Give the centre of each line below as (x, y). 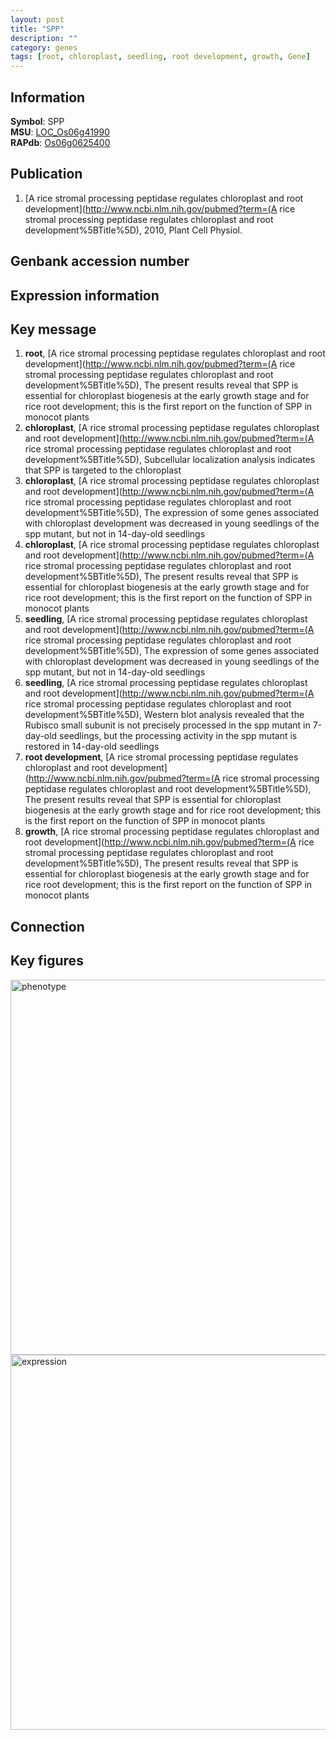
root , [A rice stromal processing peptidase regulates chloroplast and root (175, 353)
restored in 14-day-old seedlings (92, 747)
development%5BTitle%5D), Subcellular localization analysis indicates (170, 460)
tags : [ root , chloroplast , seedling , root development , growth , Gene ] (160, 57)
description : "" (44, 38)
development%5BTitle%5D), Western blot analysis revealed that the (164, 715)
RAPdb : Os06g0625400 (60, 142)
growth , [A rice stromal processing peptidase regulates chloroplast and (172, 832)
